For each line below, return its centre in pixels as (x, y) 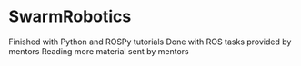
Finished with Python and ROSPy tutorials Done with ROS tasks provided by (150, 42)
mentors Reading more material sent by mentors (99, 51)
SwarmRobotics (70, 17)
